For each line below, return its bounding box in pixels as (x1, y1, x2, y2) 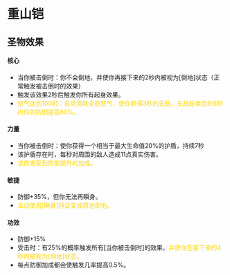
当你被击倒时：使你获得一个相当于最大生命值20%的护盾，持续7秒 (17, 141, 204, 149)
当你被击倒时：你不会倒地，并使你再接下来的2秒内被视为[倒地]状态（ (17, 73, 214, 82)
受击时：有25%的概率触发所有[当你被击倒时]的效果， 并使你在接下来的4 (17, 243, 222, 252)
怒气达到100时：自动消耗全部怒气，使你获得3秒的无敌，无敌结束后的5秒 (17, 99, 224, 107)
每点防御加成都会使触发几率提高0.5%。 (17, 260, 130, 269)
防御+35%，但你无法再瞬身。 (17, 193, 102, 201)
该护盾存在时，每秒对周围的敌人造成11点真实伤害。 (17, 150, 163, 158)
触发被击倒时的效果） (23, 82, 85, 90)
